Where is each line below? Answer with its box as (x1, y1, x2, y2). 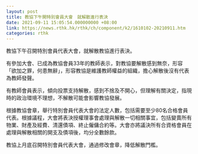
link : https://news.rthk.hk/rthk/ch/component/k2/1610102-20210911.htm (6, 25, 186, 31)
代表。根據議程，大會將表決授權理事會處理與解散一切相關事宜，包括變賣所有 (6, 114, 192, 121)
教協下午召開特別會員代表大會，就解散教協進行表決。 (6, 48, 136, 55)
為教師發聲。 (6, 75, 37, 82)
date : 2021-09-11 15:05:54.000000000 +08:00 (6, 19, 117, 25)
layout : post (6, 8, 38, 15)
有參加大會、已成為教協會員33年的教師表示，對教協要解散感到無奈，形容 (6, 60, 183, 67)
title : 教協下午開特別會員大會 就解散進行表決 (6, 14, 108, 20)
